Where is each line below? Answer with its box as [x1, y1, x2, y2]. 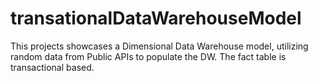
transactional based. [10, 61, 95, 73]
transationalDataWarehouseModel [10, 7, 302, 30]
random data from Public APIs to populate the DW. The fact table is [10, 50, 287, 62]
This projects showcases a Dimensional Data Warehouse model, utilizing [10, 40, 309, 52]
